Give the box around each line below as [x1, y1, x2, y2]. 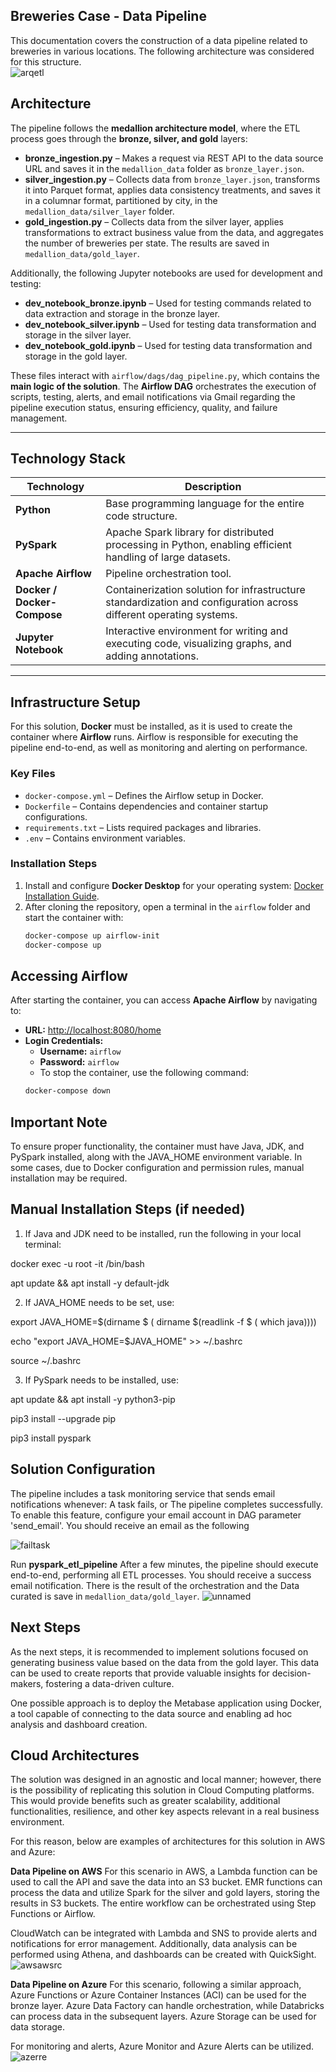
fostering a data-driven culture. [45, 1677, 175, 1689]
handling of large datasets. [105, 550, 231, 564]
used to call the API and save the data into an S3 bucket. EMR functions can [10, 1876, 323, 1888]
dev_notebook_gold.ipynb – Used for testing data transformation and [24, 339, 313, 351]
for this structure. [10, 55, 82, 68]
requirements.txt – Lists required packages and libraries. [24, 821, 262, 833]
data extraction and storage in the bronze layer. [24, 307, 221, 319]
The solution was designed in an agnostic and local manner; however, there [10, 1774, 322, 1786]
